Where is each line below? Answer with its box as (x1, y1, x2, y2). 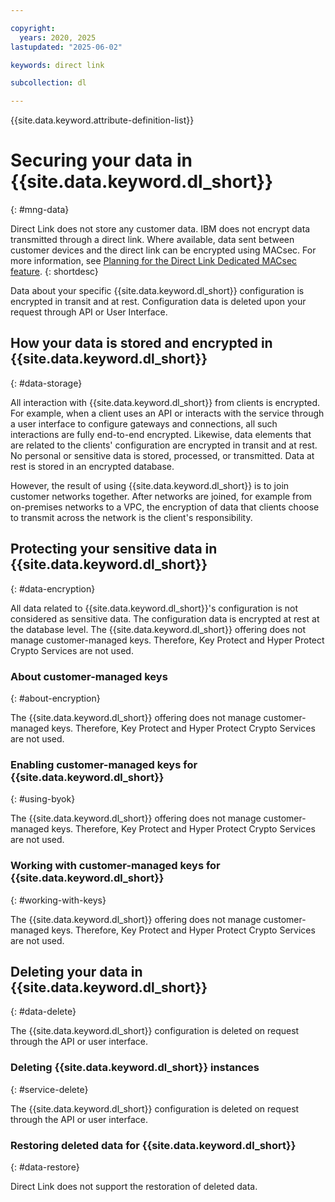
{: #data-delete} (10, 1006, 77, 1018)
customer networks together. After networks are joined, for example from (10, 490, 313, 502)
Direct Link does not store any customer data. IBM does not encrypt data (10, 223, 311, 235)
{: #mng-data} (10, 204, 70, 216)
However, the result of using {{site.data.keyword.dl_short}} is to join (10, 479, 290, 491)
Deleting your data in (10, 963, 143, 980)
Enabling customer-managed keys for (10, 757, 198, 771)
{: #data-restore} (10, 1161, 80, 1173)
